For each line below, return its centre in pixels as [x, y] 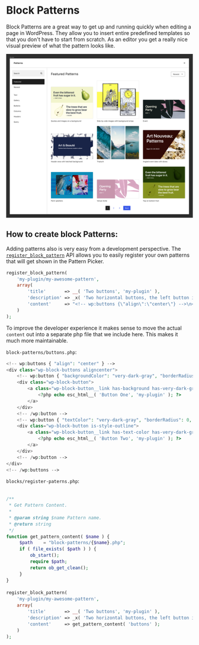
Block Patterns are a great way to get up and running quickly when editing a [99, 27]
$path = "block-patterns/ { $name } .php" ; [73, 543]
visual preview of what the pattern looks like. [61, 46]
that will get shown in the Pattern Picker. [55, 261]
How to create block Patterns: [62, 234]
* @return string [30, 524]
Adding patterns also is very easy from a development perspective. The [94, 248]
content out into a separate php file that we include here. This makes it [92, 334]
